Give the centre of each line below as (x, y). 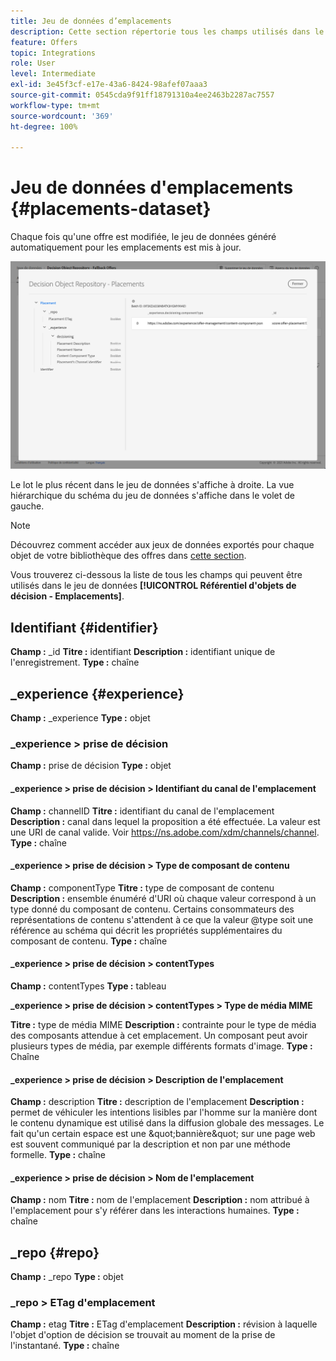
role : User (33, 63)
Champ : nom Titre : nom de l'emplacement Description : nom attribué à (160, 1200)
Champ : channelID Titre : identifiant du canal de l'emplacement (142, 811)
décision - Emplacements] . (67, 596)
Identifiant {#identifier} (84, 627)
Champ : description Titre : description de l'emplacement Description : (157, 1102)
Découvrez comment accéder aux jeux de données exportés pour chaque (162, 545)
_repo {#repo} (55, 1252)
